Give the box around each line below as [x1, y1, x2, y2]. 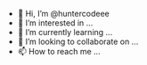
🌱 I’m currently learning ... [17, 27, 113, 37]
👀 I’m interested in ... [17, 18, 94, 28]
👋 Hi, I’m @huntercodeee [17, 9, 110, 18]
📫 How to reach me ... [17, 47, 101, 56]
